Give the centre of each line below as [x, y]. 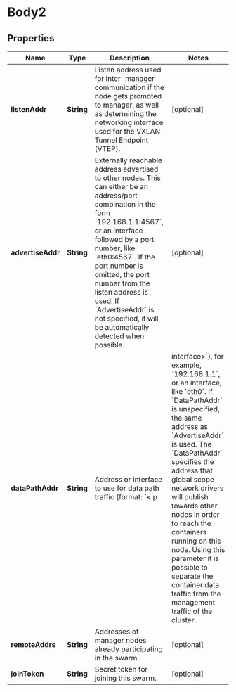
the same [187, 418]
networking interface [129, 122]
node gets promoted [128, 96]
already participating [129, 649]
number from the [122, 283]
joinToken [27, 674]
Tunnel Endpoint [122, 140]
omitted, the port [122, 275]
